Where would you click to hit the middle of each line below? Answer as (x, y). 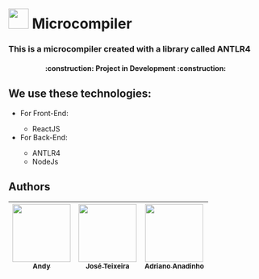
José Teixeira (108, 267)
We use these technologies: (80, 94)
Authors (29, 187)
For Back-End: (44, 137)
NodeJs (45, 161)
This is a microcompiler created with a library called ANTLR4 (130, 49)
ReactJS (46, 128)
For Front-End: (44, 113)
